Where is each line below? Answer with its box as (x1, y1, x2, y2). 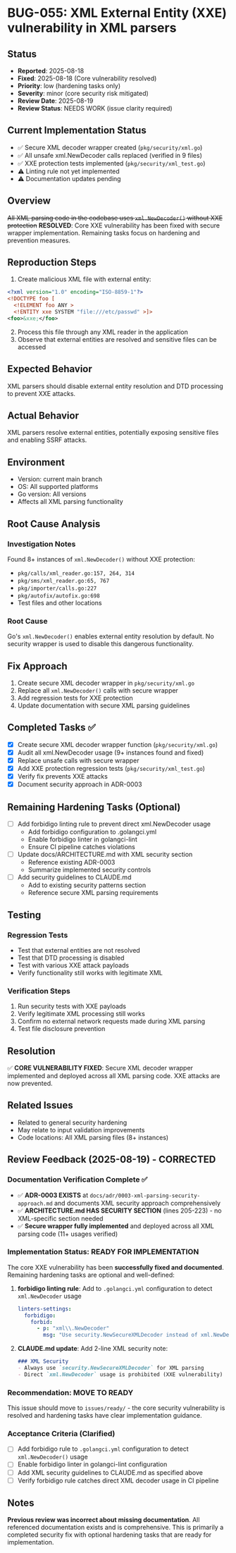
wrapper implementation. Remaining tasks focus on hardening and (7, 228, 200, 237)
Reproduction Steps (7, 256, 97, 268)
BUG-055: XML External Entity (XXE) (7, 5, 227, 21)
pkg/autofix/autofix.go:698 (17, 592, 100, 600)
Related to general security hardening (17, 1118, 128, 1127)
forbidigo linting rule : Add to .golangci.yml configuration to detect (17, 1284, 213, 1292)
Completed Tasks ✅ (7, 722, 97, 734)
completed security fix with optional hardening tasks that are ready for (7, 1530, 212, 1539)
